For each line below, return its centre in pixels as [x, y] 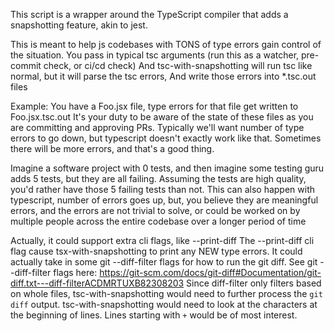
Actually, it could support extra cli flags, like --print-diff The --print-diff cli [162, 240]
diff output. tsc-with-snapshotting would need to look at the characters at [164, 304]
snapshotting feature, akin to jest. [79, 25]
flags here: [75, 272]
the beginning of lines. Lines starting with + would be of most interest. [154, 315]
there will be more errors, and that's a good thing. [112, 148]
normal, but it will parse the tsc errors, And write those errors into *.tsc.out [163, 76]
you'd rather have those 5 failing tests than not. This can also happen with [163, 189]
